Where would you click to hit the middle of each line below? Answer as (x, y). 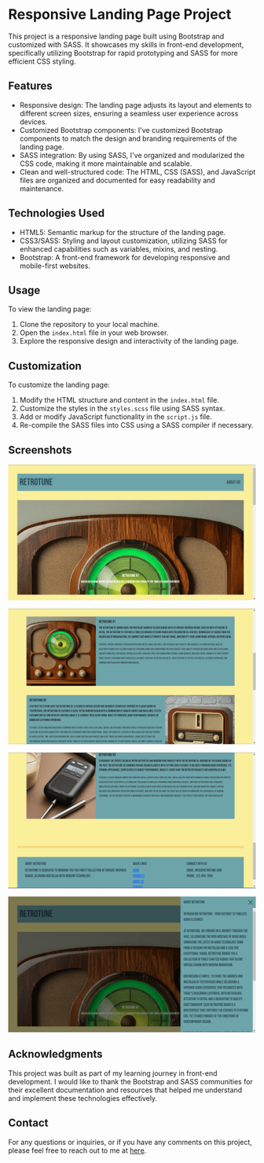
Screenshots (40, 450)
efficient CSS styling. (42, 61)
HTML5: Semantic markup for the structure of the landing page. (123, 232)
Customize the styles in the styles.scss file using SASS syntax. (122, 409)
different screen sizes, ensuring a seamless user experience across (129, 113)
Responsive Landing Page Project (120, 15)
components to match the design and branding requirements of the (128, 138)
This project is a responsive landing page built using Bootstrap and (116, 36)
